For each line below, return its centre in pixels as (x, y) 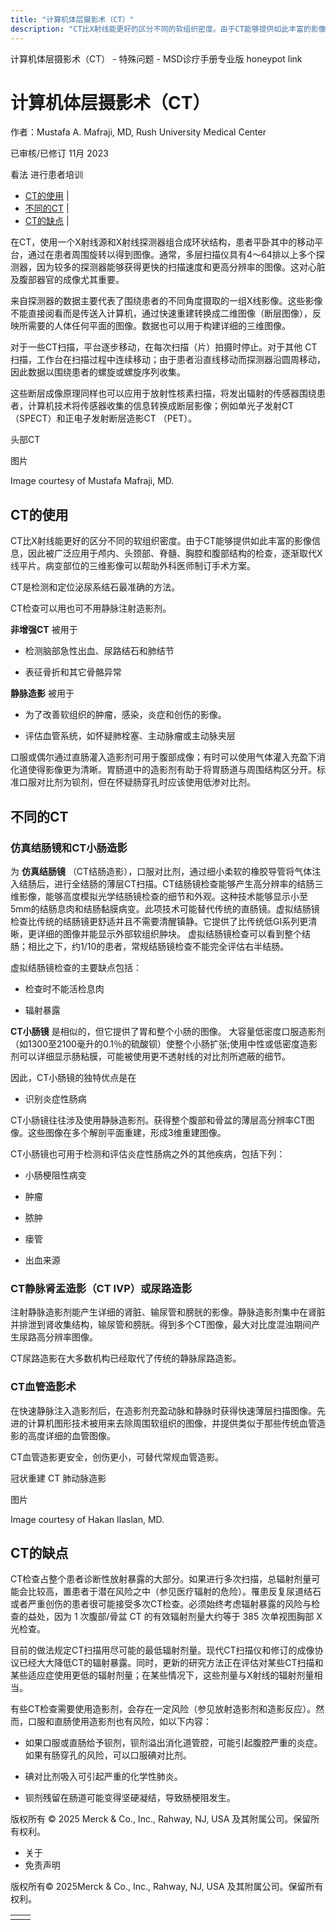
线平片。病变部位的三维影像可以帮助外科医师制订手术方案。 (133, 566)
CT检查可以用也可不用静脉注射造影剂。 (91, 608)
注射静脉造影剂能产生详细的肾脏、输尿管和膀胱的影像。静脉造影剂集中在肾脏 (168, 1312)
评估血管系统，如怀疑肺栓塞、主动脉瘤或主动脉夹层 (130, 736)
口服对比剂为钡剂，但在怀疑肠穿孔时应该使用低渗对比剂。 (137, 782)
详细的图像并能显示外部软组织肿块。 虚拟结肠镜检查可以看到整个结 (173, 933)
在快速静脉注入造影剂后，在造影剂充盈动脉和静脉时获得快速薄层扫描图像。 (163, 1410)
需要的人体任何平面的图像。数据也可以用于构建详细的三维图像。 (159, 326)
